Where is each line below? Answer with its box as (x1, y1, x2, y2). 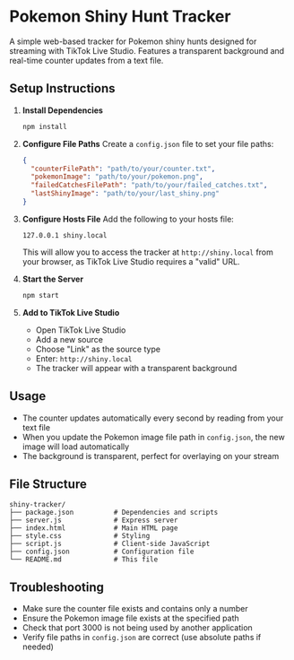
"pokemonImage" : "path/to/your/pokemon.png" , (30, 172, 204, 181)
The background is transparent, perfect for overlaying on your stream (22, 450, 280, 461)
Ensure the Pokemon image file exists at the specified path (22, 612, 239, 624)
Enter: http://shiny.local (35, 352, 133, 364)
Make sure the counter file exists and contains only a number (22, 604, 248, 614)
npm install (22, 122, 67, 131)
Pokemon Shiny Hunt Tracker (9, 6, 231, 27)
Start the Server (22, 274, 83, 284)
